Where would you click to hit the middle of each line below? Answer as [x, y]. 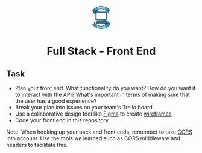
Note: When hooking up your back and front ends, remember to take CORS [99, 132]
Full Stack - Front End [101, 51]
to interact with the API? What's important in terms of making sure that [102, 94]
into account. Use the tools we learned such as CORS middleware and [93, 138]
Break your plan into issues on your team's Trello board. [84, 107]
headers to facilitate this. [37, 145]
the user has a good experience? [56, 101]
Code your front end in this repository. [62, 120]
